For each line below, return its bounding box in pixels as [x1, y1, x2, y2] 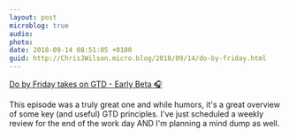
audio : [9, 29, 34, 38]
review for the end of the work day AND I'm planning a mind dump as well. [9, 118, 280, 128]
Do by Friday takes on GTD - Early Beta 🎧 [9, 79, 163, 89]
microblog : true [9, 21, 69, 30]
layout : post [9, 12, 57, 22]
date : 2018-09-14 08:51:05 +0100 [9, 46, 133, 55]
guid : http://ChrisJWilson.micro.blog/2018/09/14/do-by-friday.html [9, 54, 267, 63]
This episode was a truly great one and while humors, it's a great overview [9, 99, 281, 110]
